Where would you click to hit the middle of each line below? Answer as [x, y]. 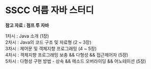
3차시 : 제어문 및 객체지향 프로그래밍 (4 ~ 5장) [51, 48]
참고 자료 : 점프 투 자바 [27, 25]
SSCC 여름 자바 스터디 [50, 10]
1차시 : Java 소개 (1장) [27, 36]
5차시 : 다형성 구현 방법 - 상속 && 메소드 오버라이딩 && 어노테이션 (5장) [76, 61]
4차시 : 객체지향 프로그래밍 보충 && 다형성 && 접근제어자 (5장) [67, 55]
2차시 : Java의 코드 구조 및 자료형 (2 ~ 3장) [48, 42]
